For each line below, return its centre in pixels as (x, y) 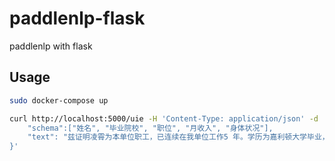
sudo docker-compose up (59, 100)
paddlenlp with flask (51, 46)
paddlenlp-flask (77, 18)
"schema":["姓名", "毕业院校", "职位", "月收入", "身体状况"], (150, 128)
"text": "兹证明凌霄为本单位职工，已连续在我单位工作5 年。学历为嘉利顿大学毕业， (178, 137)
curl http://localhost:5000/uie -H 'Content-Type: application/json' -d (164, 118)
